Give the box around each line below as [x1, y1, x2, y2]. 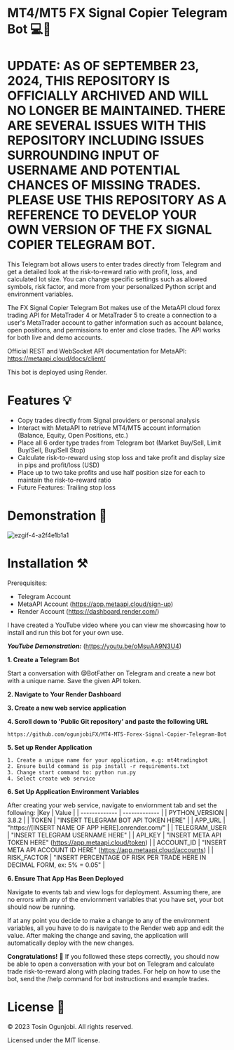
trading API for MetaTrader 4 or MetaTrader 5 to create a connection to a [7, 311, 217, 320]
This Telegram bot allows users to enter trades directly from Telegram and [7, 260, 221, 269]
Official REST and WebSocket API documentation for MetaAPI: [7, 347, 187, 356]
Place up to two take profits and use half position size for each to [17, 469, 205, 477]
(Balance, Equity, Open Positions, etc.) [17, 431, 128, 440]
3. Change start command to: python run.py [7, 769, 137, 776]
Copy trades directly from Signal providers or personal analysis [17, 416, 200, 425]
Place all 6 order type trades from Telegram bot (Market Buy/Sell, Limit [17, 438, 221, 447]
